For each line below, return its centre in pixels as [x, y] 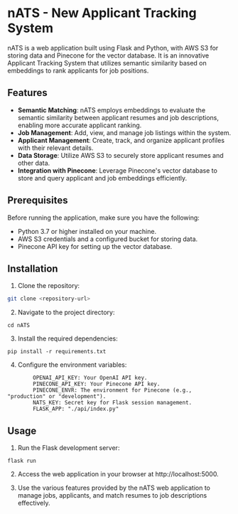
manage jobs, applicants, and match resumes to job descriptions [112, 496]
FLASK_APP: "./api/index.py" [76, 409]
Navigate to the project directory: [66, 312]
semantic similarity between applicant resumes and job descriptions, [118, 117]
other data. [34, 163]
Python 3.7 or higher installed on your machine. [87, 231]
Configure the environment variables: [72, 365]
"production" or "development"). [57, 397]
